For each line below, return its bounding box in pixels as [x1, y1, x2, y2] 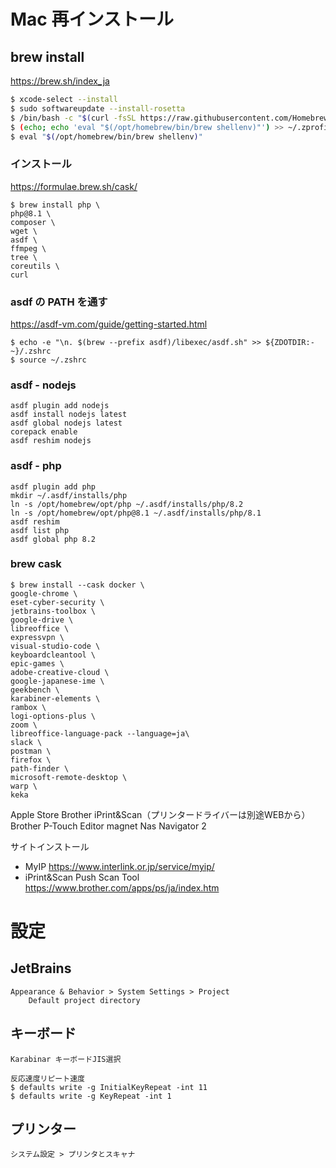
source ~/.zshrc [19, 355, 87, 365]
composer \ [10, 217, 56, 227]
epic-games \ [10, 658, 65, 669]
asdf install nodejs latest [10, 410, 128, 420]
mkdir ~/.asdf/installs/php [10, 490, 128, 500]
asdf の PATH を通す [10, 295, 108, 309]
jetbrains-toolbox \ [10, 606, 97, 616]
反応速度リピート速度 [10, 1073, 85, 1084]
